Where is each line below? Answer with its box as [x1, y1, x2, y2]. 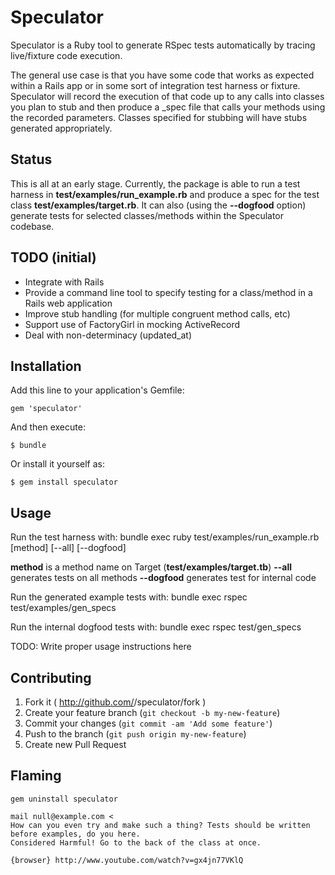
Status [10, 151, 53, 168]
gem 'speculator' [10, 404, 83, 414]
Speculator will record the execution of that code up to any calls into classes [10, 90, 325, 102]
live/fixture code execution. [10, 49, 123, 61]
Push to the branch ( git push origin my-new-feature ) [24, 728, 247, 740]
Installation [10, 357, 82, 375]
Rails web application [24, 297, 113, 309]
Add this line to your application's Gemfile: [10, 384, 185, 396]
